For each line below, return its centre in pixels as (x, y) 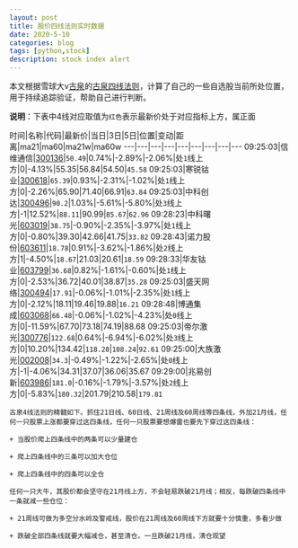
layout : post (34, 18)
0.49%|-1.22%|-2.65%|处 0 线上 (131, 360)
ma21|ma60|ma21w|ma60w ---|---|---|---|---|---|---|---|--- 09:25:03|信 (154, 146)
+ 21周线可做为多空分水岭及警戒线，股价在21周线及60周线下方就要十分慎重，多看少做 (146, 518)
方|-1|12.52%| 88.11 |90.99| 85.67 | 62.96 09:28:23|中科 (106, 214)
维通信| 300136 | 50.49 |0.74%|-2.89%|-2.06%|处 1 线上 (106, 158)
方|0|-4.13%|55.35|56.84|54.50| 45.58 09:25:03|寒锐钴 (109, 169)
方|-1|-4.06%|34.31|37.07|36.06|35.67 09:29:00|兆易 (107, 371)
